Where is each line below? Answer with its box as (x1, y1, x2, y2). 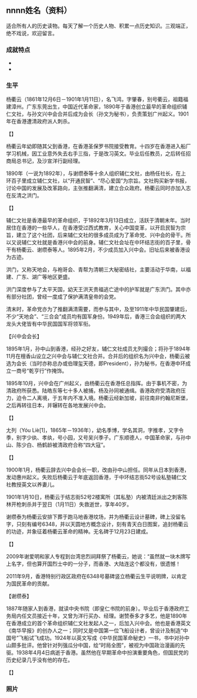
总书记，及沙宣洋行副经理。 (16, 157, 83, 164)
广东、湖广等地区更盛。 (16, 274, 73, 281)
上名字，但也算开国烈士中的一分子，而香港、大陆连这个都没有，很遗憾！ (6, 560, 181, 568)
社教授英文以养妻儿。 (6, 481, 57, 488)
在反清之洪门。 (6, 192, 42, 199)
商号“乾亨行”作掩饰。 (16, 367, 67, 375)
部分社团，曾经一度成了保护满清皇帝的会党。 (11, 293, 119, 301)
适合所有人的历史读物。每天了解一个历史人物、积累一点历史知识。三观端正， (6, 22, 191, 29)
